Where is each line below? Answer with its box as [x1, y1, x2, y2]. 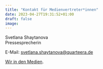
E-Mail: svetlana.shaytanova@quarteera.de [5, 49, 93, 55]
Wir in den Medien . [5, 59, 44, 65]
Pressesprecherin [5, 40, 41, 46]
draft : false [5, 16, 32, 21]
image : [5, 21, 19, 26]
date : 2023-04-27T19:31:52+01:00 [5, 12, 74, 17]
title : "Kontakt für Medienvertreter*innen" [5, 7, 99, 12]
